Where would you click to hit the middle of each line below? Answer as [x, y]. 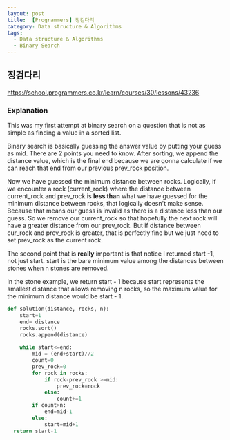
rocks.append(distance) [54, 335]
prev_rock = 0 [49, 367]
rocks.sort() [38, 328]
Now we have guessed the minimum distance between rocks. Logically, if [112, 182]
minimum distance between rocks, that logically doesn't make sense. [105, 204]
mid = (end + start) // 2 [63, 354]
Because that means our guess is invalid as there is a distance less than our [115, 211]
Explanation [28, 110]
